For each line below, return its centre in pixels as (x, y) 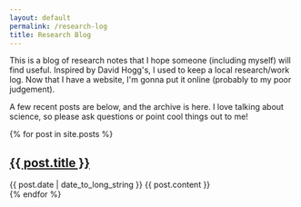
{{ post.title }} (50, 163)
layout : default (40, 18)
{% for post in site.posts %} (61, 134)
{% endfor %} (35, 194)
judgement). (32, 89)
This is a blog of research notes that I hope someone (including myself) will (150, 61)
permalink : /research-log (58, 26)
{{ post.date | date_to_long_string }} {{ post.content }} (110, 185)
